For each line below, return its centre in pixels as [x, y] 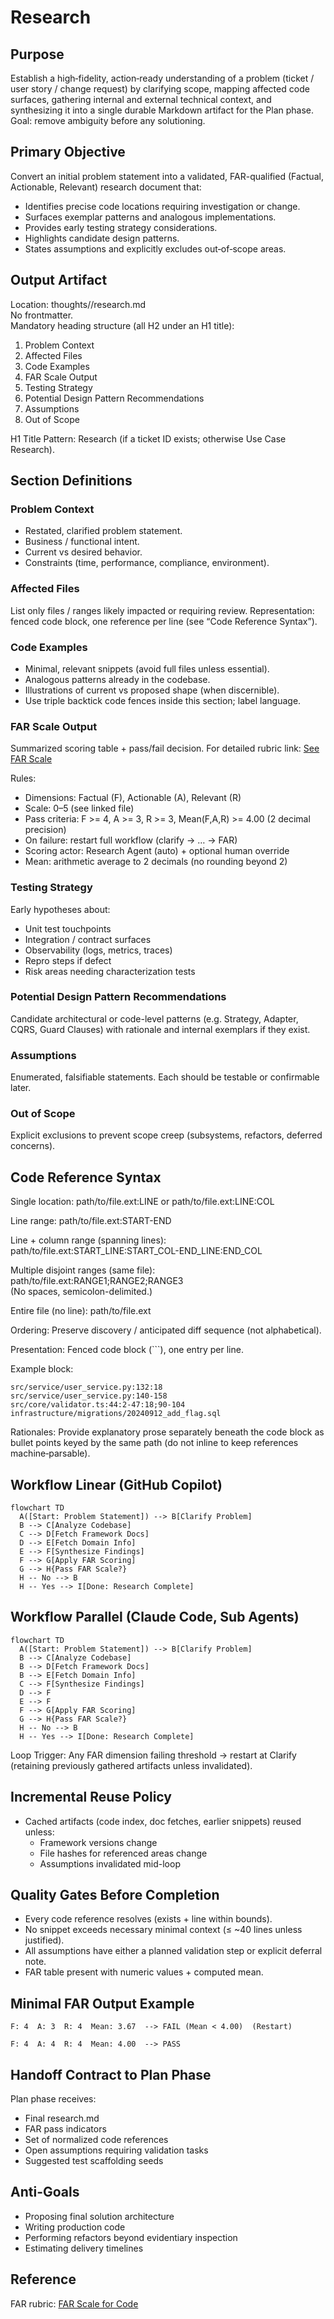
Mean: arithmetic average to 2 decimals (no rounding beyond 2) [156, 862]
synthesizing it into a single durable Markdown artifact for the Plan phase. [162, 110]
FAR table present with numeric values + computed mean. [144, 1972]
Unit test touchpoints [68, 928]
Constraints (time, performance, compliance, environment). [147, 563]
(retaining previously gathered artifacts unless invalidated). [131, 1765]
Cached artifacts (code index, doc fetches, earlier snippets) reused [163, 1821]
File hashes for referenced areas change [123, 1853]
